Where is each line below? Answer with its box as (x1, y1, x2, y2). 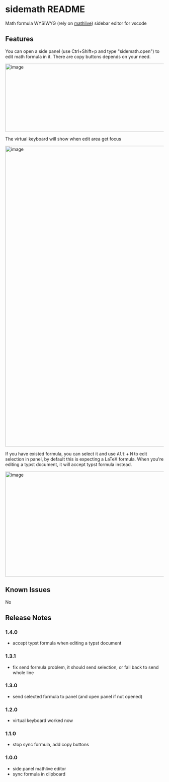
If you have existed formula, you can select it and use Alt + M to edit (5, 450, 147, 457)
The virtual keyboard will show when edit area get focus (5, 136, 122, 142)
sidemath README (5, 4, 86, 15)
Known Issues (5, 585, 51, 594)
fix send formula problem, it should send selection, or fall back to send (12, 664, 159, 670)
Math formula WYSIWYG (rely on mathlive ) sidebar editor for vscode (5, 20, 147, 26)
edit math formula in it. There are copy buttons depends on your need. (5, 53, 151, 59)
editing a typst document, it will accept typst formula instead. (5, 461, 132, 467)
